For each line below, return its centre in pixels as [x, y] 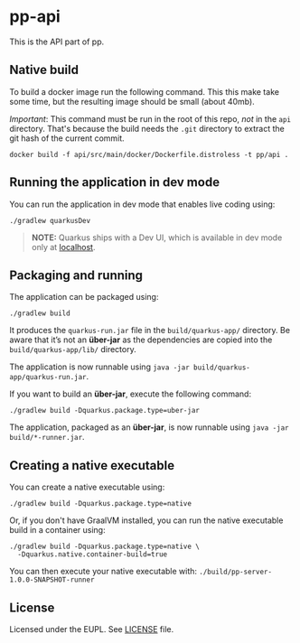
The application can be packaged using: [84, 297]
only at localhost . [63, 247]
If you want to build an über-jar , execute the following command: [130, 394]
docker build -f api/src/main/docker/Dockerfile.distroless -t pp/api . [149, 154]
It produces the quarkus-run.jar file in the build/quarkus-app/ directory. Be [150, 331]
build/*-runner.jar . [47, 437]
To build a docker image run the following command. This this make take [145, 91]
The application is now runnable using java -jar [99, 367]
